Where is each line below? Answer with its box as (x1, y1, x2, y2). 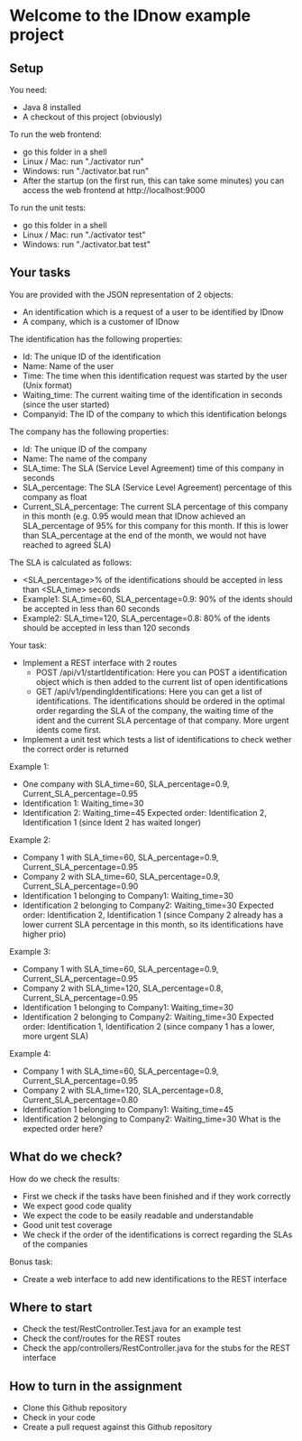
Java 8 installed (22, 102, 81, 113)
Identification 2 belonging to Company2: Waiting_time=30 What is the (22, 1113, 281, 1124)
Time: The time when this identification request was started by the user (22, 370, 288, 381)
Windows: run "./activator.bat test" (22, 239, 151, 249)
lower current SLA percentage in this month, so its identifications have (22, 919, 284, 929)
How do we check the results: (9, 1173, 120, 1184)
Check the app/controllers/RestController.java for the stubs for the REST (22, 1343, 291, 1353)
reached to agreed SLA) (22, 539, 112, 550)
